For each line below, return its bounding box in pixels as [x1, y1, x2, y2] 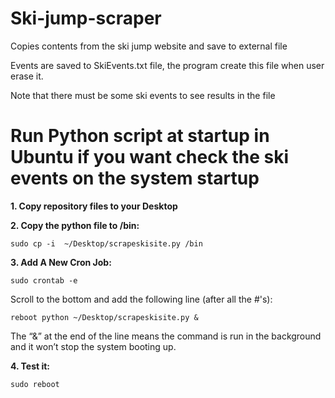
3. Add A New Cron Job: [10, 256, 112, 268]
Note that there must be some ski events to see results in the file [10, 89, 276, 101]
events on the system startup [10, 167, 260, 190]
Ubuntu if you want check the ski [10, 146, 290, 169]
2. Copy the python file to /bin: [10, 219, 140, 231]
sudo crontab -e [10, 275, 78, 286]
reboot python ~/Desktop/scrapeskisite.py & [10, 312, 199, 322]
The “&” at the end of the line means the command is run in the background [10, 330, 322, 342]
